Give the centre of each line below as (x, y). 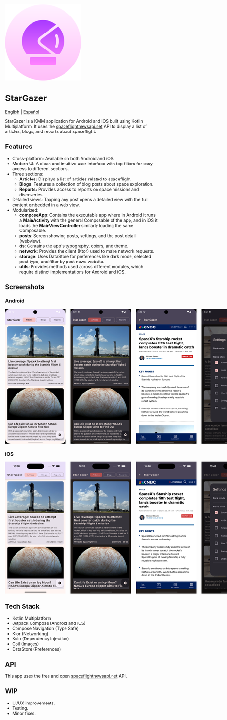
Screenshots (25, 287)
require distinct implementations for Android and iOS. (73, 272)
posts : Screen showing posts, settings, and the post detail (77, 236)
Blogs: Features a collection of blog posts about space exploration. (86, 184)
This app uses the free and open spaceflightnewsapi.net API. (66, 676)
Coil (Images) (25, 644)
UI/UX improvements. (33, 703)
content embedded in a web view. (46, 205)
